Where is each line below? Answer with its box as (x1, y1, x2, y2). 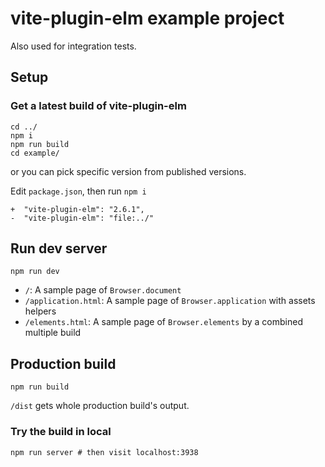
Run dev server (10, 240, 108, 257)
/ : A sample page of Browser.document (24, 284, 182, 296)
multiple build (24, 327, 82, 339)
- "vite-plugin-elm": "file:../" (10, 213, 155, 223)
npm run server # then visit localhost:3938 (10, 447, 199, 457)
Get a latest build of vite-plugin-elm (10, 99, 187, 113)
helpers (24, 305, 57, 317)
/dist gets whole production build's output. (10, 400, 190, 412)
